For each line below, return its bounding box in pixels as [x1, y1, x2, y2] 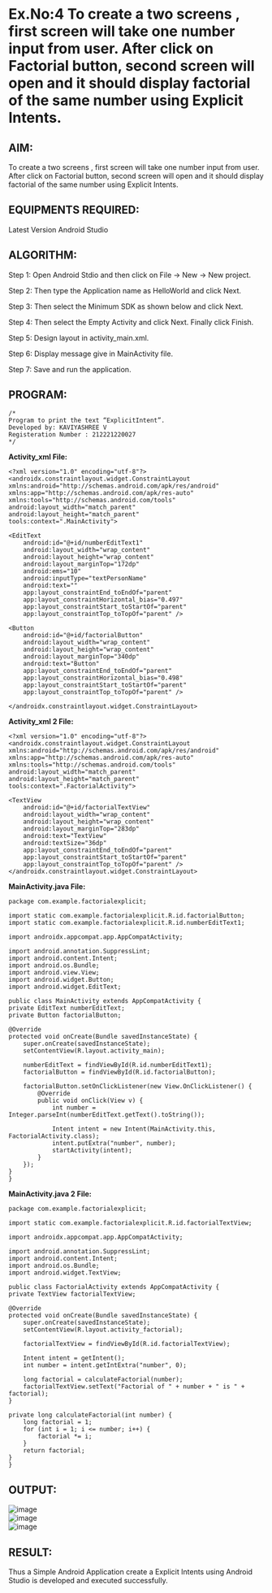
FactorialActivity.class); [8, 1132, 100, 1140]
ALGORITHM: [8, 249, 77, 263]
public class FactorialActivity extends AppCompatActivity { [8, 1283, 220, 1291]
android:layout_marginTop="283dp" [23, 825, 140, 833]
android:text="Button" [23, 660, 100, 668]
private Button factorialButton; [8, 1011, 122, 1020]
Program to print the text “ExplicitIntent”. [8, 416, 165, 425]
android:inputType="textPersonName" [23, 575, 148, 583]
